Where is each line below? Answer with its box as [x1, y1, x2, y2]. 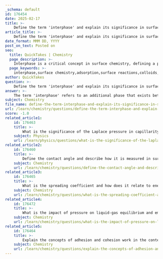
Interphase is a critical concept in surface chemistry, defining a [14, 61, 155, 66]
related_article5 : [5, 224, 42, 229]
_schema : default [5, 7, 40, 12]
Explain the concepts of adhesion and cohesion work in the [22, 238, 147, 242]
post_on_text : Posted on [5, 43, 55, 48]
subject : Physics [14, 134, 49, 138]
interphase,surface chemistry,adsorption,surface [14, 70, 116, 75]
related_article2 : [5, 143, 42, 148]
